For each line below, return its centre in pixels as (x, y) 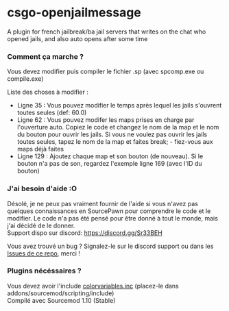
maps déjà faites (40, 149)
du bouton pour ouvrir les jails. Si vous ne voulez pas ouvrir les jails (112, 134)
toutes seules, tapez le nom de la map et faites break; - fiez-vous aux (115, 142)
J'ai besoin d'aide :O (42, 188)
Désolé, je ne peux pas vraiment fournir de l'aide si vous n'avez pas (103, 203)
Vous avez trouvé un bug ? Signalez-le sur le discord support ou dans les (110, 246)
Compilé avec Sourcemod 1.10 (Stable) (61, 300)
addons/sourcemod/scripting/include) (61, 293)
